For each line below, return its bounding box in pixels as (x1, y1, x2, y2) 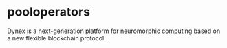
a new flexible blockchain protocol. (7, 34, 107, 42)
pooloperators (7, 4, 91, 20)
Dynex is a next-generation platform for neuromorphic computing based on (7, 27, 221, 35)
